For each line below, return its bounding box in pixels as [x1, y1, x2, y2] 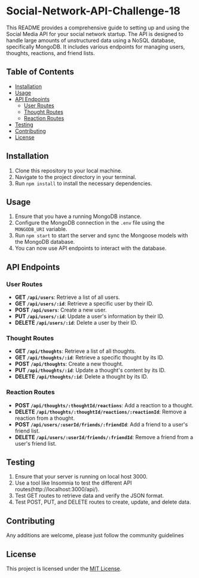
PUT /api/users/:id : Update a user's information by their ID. [14, 313, 164, 320]
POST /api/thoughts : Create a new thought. [14, 361, 124, 368]
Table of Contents [6, 67, 75, 77]
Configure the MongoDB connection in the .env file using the [14, 219, 165, 226]
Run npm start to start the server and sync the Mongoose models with [14, 232, 188, 239]
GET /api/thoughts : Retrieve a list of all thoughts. [14, 347, 136, 355]
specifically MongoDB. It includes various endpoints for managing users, [6, 43, 185, 50]
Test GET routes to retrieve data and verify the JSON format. [14, 492, 164, 500]
